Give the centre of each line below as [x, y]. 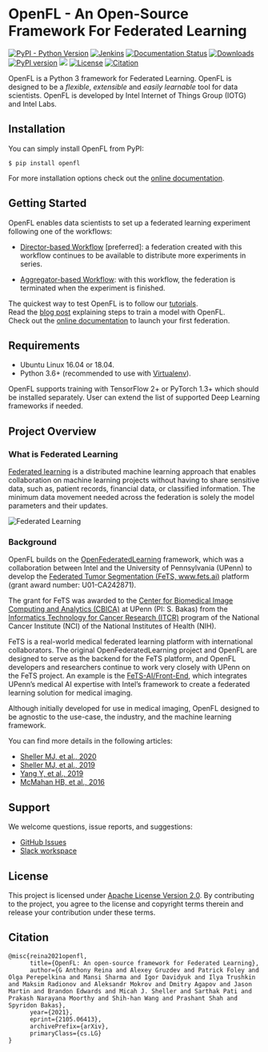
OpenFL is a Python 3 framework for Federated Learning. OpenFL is [120, 78]
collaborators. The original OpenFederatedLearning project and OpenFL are [133, 650]
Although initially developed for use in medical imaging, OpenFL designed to [134, 709]
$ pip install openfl [44, 163]
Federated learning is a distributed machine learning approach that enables [132, 472]
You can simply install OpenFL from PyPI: [76, 148]
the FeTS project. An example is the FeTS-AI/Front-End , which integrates [128, 676]
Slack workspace [48, 851]
